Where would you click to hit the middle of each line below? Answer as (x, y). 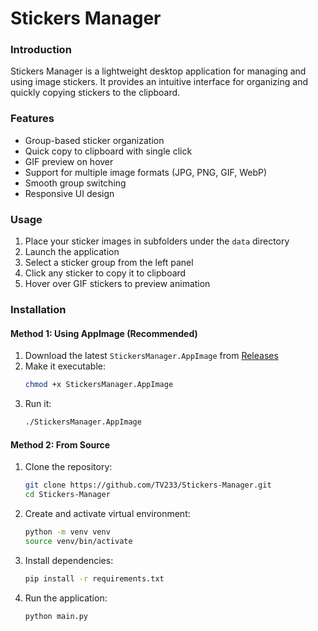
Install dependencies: (69, 560)
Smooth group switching (75, 183)
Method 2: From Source (60, 444)
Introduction (41, 50)
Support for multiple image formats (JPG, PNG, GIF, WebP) (146, 172)
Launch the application (72, 252)
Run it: (38, 404)
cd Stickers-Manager (67, 495)
